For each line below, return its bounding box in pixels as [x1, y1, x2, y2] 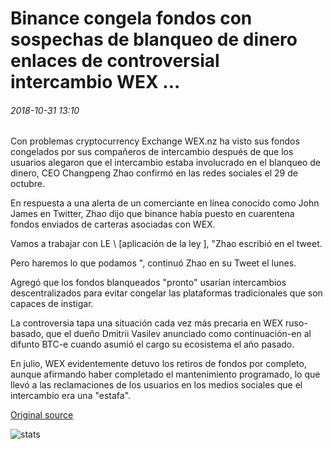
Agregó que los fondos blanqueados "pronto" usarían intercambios [10, 277, 287, 289]
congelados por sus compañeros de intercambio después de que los [10, 146, 294, 158]
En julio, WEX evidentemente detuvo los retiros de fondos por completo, [10, 358, 307, 370]
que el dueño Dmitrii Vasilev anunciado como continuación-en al [45, 328, 312, 340]
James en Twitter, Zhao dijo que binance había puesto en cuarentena [10, 208, 295, 220]
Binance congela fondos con [10, 7, 253, 30]
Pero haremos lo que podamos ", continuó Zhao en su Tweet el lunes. [10, 257, 297, 269]
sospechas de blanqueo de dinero [10, 28, 298, 51]
